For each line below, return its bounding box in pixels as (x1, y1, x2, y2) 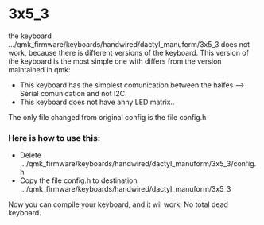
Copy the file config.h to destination (19, 176, 138, 185)
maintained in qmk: (8, 64, 71, 74)
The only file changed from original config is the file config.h (8, 112, 207, 122)
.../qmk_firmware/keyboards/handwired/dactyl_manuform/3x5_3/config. (19, 159, 257, 169)
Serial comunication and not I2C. (19, 88, 127, 98)
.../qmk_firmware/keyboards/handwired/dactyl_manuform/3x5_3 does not (8, 39, 250, 48)
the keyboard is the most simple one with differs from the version (8, 56, 222, 66)
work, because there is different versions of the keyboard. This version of (8, 48, 249, 57)
